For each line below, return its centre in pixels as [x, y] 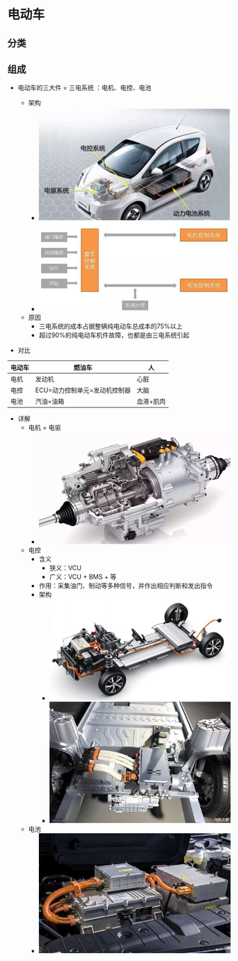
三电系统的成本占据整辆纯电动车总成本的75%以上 [110, 326]
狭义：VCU [66, 568]
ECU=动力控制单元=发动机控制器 [83, 390]
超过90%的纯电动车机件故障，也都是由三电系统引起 [114, 335]
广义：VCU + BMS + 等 [83, 577]
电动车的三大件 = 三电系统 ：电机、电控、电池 [84, 88]
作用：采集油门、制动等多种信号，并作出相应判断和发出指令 [126, 586]
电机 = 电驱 [45, 427]
